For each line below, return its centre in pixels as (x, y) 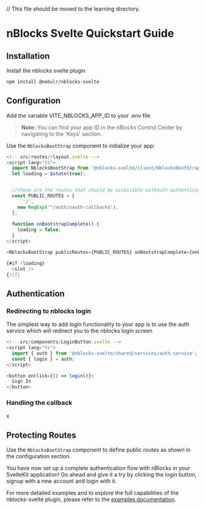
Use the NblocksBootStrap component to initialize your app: (81, 145)
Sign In (22, 381)
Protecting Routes (41, 435)
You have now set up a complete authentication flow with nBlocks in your (98, 468)
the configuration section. (39, 457)
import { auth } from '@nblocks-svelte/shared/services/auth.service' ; (105, 353)
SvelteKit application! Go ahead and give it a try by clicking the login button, (102, 475)
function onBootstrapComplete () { (56, 224)
